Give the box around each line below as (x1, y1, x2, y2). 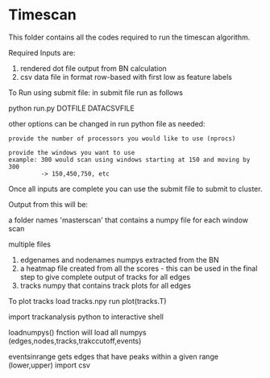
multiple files (8, 239, 51, 249)
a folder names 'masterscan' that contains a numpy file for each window (8, 215, 248, 225)
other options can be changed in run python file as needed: (8, 118, 206, 128)
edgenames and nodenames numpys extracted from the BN (19, 255, 219, 264)
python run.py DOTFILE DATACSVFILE (8, 103, 135, 113)
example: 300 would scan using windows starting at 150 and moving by (8, 156, 251, 164)
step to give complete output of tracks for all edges (19, 272, 191, 281)
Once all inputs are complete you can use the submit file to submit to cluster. (8, 184, 263, 193)
